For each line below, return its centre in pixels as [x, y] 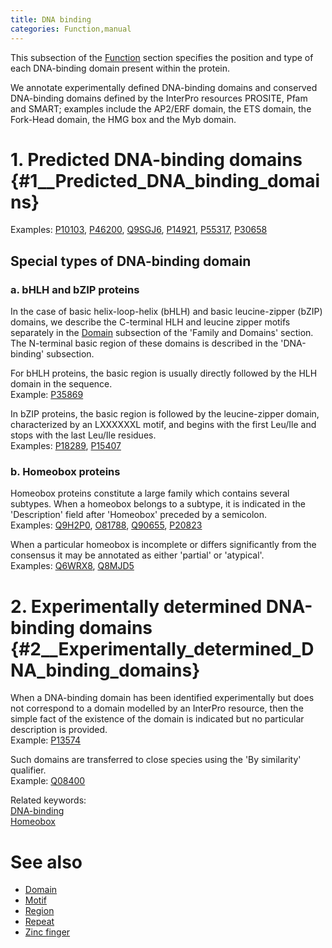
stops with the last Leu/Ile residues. [83, 435]
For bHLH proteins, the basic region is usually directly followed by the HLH [164, 373]
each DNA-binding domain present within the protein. [120, 68]
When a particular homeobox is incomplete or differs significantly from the [163, 545]
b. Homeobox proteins [65, 472]
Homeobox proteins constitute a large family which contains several [150, 493]
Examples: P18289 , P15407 [66, 446]
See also [46, 862]
